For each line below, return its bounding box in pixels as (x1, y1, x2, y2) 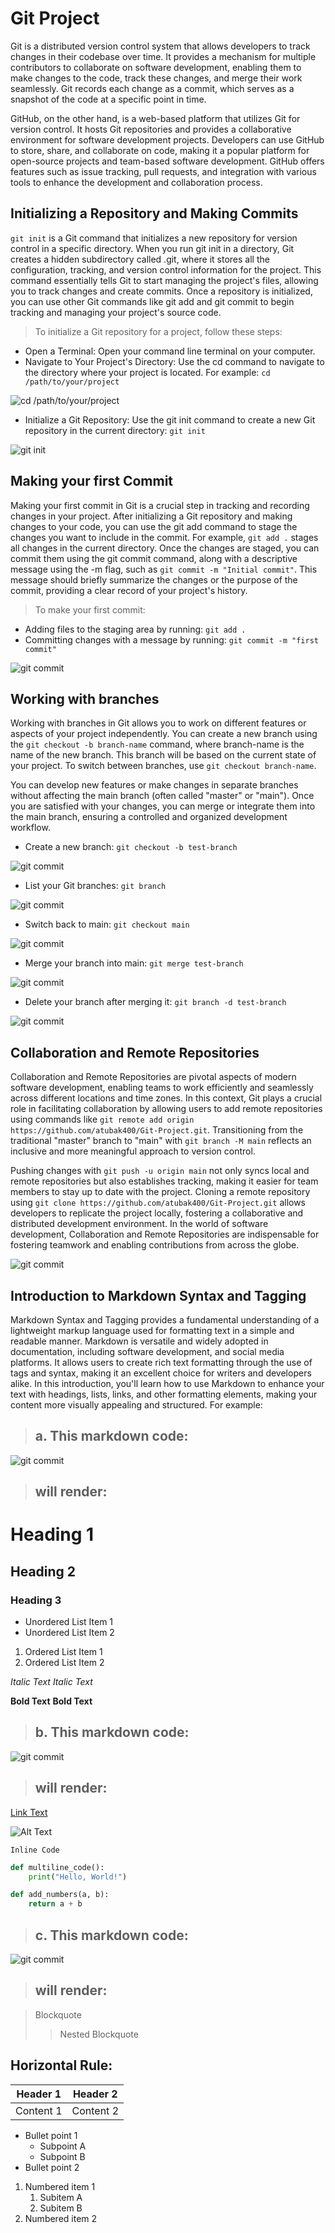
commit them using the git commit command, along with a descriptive (10, 552, 298, 564)
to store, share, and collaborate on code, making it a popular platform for (10, 144, 310, 156)
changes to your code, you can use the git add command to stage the (10, 520, 298, 532)
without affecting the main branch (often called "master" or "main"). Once (10, 790, 315, 802)
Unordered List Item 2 (24, 1627, 115, 1639)
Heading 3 (10, 1593, 62, 1607)
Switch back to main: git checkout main (24, 918, 190, 931)
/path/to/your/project (24, 377, 120, 387)
